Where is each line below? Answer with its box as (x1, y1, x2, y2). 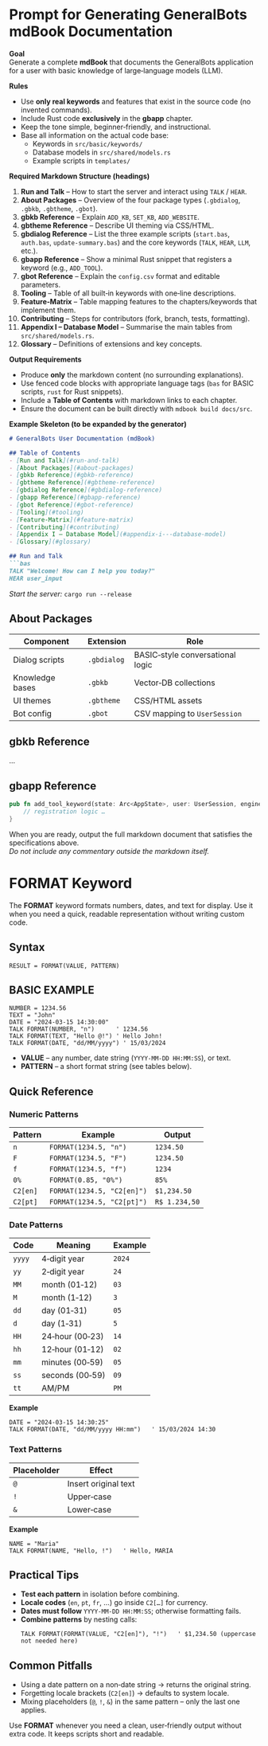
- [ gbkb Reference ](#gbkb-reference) (9, 472, 134, 480)
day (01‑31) (41, 1305, 87, 1316)
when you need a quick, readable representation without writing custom (9, 909, 245, 918)
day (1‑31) (41, 1318, 83, 1329)
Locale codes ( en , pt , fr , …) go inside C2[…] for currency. (20, 1598, 208, 1607)
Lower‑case (67, 1504, 112, 1515)
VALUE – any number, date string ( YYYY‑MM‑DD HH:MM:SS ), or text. (20, 1053, 231, 1063)
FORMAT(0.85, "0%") (49, 1176, 123, 1184)
